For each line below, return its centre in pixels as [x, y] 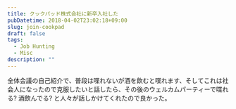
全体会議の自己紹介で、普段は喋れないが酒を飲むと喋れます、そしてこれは [115, 80]
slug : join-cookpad [36, 27]
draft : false [26, 33]
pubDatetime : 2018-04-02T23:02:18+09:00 [68, 20]
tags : [15, 40]
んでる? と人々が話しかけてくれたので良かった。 [101, 98]
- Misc [23, 53]
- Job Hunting [34, 46]
